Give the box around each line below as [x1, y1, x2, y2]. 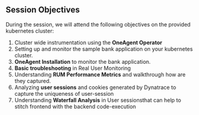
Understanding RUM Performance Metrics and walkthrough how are [14, 70, 186, 78]
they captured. [14, 77, 51, 84]
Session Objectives [5, 5, 80, 15]
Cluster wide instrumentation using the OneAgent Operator [14, 39, 162, 46]
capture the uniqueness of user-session [14, 90, 114, 97]
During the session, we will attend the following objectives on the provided [5, 20, 191, 28]
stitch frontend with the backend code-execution [14, 102, 136, 110]
